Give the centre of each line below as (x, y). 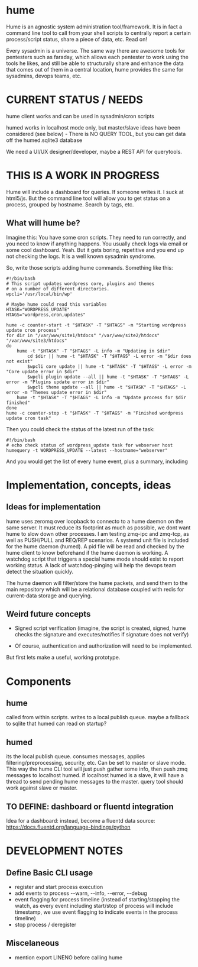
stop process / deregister (46, 925)
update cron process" (33, 330)
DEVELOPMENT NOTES (64, 851)
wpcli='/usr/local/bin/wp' (39, 294)
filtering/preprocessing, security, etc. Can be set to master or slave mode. (96, 763)
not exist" (20, 361)
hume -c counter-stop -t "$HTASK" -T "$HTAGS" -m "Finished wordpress (95, 413)
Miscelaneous (33, 943)
